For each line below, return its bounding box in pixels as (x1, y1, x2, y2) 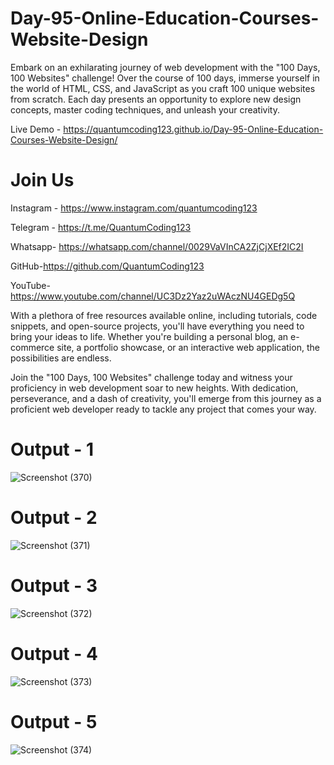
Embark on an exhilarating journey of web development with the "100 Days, (10, 61, 321, 73)
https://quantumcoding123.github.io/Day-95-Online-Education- (63, 123, 324, 135)
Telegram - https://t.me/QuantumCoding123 (10, 221, 192, 233)
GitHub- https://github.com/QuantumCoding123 (10, 260, 205, 272)
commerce (10, 341, 55, 353)
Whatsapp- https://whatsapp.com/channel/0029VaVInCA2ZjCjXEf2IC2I (10, 240, 304, 252)
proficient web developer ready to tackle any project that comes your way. (10, 403, 317, 415)
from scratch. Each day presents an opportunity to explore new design (10, 93, 302, 105)
